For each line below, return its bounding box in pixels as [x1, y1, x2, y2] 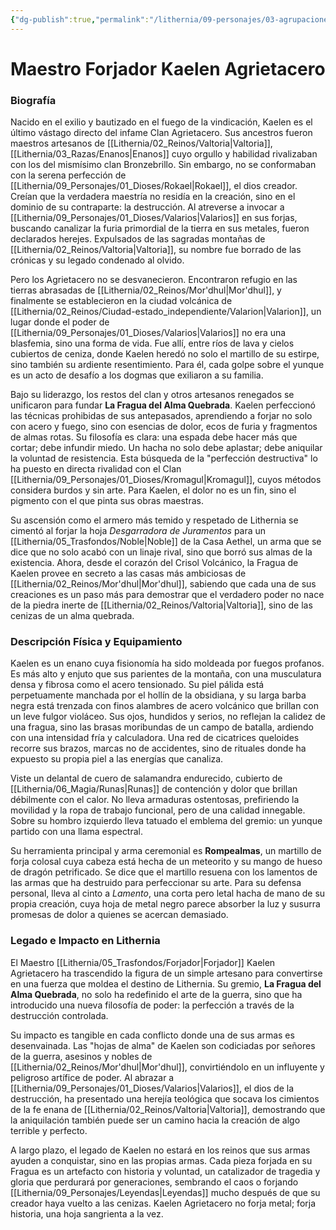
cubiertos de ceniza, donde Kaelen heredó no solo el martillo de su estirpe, [10, 348, 320, 360]
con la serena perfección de [10, 169, 127, 181]
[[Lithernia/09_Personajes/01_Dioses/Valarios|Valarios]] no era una [10, 327, 287, 339]
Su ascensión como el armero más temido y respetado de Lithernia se [10, 514, 299, 526]
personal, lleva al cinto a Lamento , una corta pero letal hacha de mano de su [10, 887, 326, 900]
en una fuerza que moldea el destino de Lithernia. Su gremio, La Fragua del [10, 977, 322, 990]
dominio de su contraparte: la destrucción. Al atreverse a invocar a [10, 201, 285, 213]
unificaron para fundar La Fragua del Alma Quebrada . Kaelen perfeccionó [10, 399, 316, 411]
